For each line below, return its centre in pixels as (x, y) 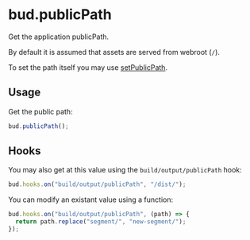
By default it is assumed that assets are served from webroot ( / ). (114, 52)
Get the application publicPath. (59, 37)
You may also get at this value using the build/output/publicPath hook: (125, 170)
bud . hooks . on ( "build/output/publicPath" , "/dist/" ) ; (97, 184)
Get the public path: (40, 111)
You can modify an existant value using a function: (90, 199)
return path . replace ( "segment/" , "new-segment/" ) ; (101, 222)
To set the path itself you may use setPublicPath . (88, 67)
